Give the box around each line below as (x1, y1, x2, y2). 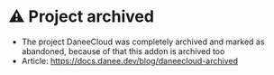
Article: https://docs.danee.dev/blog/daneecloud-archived (21, 55, 238, 66)
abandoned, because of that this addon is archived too (21, 45, 225, 56)
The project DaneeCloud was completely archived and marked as (21, 36, 265, 47)
